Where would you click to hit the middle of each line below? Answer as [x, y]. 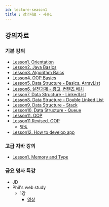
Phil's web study [29, 187]
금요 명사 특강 [20, 171]
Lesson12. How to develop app [43, 132]
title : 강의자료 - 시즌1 [29, 14]
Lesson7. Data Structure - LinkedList [49, 95]
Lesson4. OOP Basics [34, 78]
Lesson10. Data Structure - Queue [47, 110]
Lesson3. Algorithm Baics [38, 73]
